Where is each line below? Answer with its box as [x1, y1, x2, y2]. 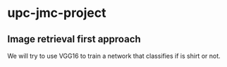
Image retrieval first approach [7, 33, 141, 45]
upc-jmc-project [7, 5, 106, 21]
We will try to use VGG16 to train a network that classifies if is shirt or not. [7, 51, 221, 60]
